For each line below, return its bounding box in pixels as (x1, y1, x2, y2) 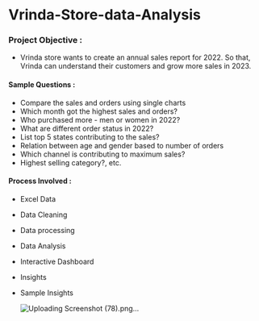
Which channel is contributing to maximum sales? (19, 149, 186, 159)
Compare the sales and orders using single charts (19, 98, 186, 107)
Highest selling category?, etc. (19, 157, 122, 167)
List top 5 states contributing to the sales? (19, 131, 160, 142)
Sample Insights (19, 288, 74, 298)
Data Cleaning (19, 210, 68, 219)
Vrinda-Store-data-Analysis (8, 6, 202, 24)
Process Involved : (8, 176, 72, 186)
